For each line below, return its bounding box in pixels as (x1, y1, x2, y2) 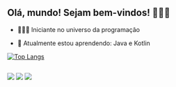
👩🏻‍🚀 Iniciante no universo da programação (17, 25, 141, 33)
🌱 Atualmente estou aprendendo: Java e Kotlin (17, 39, 151, 47)
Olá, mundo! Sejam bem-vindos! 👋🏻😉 (7, 7, 170, 19)
